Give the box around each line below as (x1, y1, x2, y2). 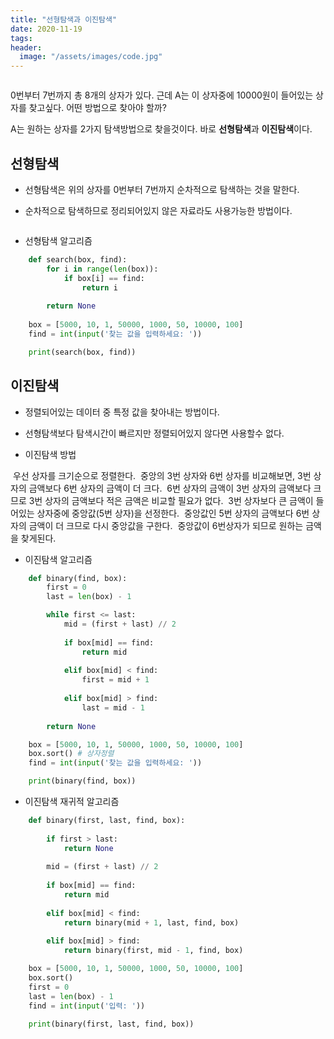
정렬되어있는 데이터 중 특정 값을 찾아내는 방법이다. (24, 406, 220, 418)
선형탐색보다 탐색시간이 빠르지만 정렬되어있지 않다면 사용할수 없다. (24, 427, 285, 439)
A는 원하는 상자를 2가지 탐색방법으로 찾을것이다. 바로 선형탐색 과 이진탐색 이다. (10, 123, 313, 135)
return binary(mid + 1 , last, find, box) (63, 917, 240, 928)
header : (10, 42, 43, 53)
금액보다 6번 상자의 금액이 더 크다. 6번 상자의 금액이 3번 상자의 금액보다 (28, 482, 312, 494)
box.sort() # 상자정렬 (28, 749, 115, 759)
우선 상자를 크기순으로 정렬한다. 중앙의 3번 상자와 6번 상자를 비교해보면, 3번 (12, 469, 312, 481)
